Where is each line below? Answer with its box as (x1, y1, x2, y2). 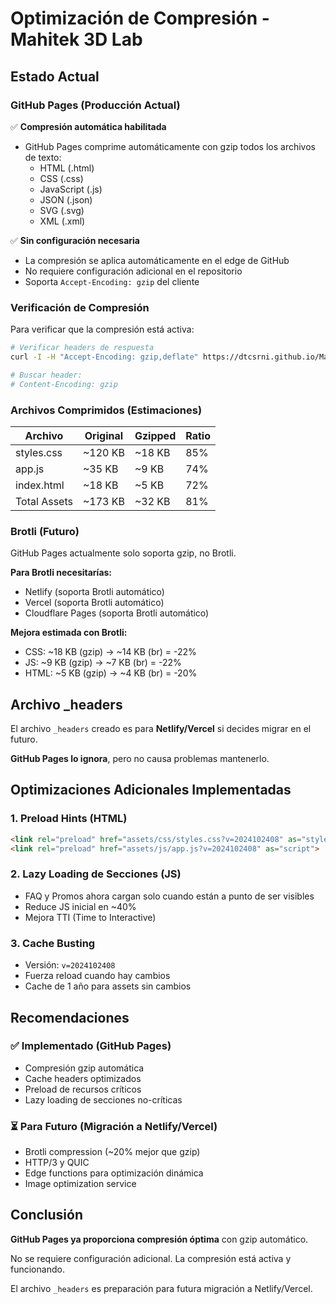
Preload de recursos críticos (24, 1083, 142, 1095)
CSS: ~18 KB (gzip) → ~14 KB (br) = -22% (24, 646, 197, 658)
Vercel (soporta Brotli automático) (24, 597, 165, 609)
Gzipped (134, 428, 177, 442)
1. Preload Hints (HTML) (10, 812, 128, 826)
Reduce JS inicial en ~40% (24, 900, 137, 912)
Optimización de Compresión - (10, 7, 270, 30)
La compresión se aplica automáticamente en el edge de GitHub (24, 254, 290, 266)
